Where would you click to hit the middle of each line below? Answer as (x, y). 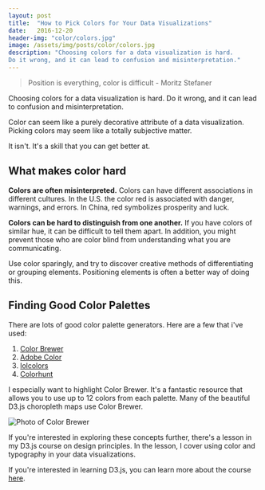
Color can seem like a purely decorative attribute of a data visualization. (127, 122)
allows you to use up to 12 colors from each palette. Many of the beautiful (129, 398)
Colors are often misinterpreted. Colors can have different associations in (131, 190)
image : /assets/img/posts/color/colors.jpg (82, 45)
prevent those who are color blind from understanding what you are (120, 239)
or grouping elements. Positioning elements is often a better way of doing (129, 272)
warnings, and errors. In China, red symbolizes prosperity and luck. (119, 207)
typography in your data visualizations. (72, 454)
